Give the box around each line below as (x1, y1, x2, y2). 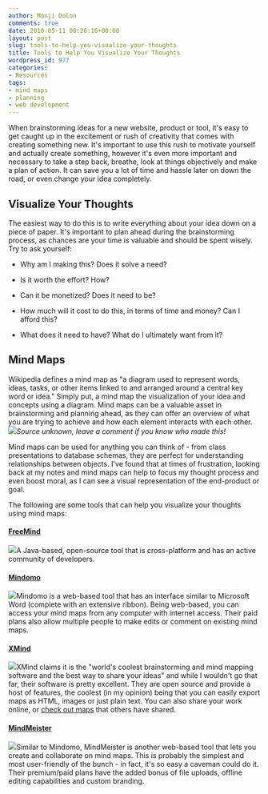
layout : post (8, 34, 52, 42)
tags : (8, 78, 26, 86)
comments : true (8, 19, 59, 27)
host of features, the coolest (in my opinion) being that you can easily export (8, 688, 261, 697)
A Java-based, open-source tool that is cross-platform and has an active (16, 545, 256, 555)
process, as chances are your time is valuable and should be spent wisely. (8, 235, 254, 245)
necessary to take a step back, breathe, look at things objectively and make (8, 157, 258, 166)
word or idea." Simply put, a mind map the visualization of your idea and (8, 391, 246, 401)
